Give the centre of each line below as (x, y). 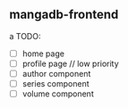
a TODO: (25, 36)
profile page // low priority (70, 63)
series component (55, 83)
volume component (58, 94)
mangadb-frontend (64, 15)
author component (56, 73)
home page (43, 54)
